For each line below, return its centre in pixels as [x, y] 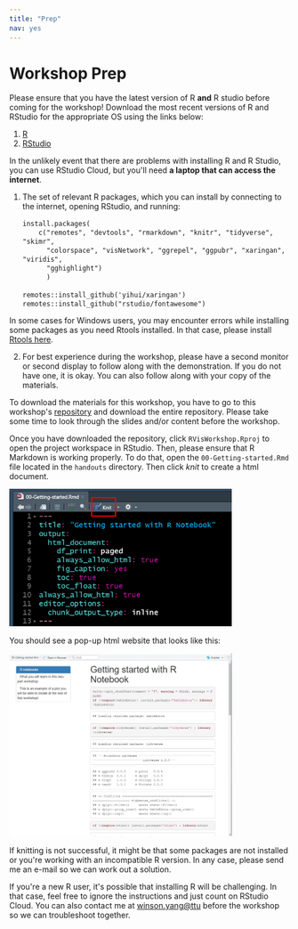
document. [29, 477]
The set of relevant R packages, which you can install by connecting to [152, 197]
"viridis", [42, 260]
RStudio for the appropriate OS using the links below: [106, 117]
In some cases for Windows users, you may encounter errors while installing [149, 321]
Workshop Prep [68, 73]
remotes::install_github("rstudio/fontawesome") [114, 304]
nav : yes [25, 28]
